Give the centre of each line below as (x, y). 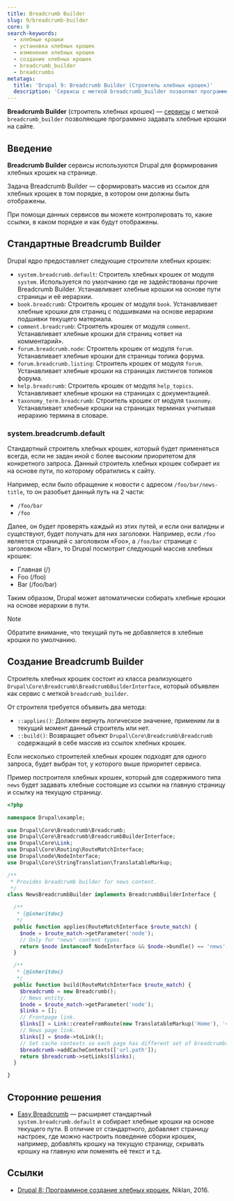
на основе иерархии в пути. (49, 606)
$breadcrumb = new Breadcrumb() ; (68, 991)
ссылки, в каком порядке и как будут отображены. (83, 221)
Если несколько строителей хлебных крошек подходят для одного (107, 756)
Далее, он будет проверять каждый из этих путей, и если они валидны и (116, 526)
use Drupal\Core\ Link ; (40, 843)
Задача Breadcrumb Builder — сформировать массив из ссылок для (108, 186)
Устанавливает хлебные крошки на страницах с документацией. (114, 393)
